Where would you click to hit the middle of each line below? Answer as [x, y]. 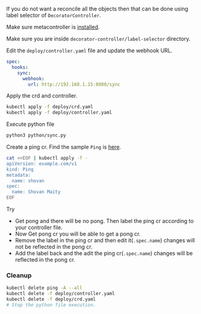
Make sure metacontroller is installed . [53, 27]
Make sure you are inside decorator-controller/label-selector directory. [98, 39]
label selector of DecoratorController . [54, 15]
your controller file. [39, 227]
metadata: [19, 175]
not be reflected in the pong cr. [54, 247]
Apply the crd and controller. [42, 96]
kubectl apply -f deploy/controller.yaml [59, 113]
